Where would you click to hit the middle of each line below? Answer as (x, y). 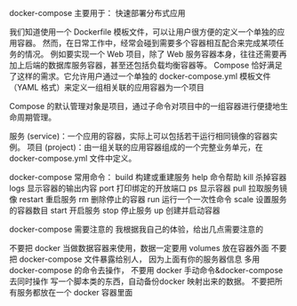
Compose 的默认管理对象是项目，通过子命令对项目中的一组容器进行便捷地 (145, 106)
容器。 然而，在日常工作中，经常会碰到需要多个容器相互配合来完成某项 (146, 43)
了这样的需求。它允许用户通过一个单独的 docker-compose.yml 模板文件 (140, 76)
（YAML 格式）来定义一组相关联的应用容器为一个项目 (107, 87)
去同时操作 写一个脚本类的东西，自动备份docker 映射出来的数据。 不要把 (142, 281)
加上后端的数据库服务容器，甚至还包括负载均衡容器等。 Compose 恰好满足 (146, 65)
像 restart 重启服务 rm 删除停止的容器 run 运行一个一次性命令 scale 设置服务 (148, 199)
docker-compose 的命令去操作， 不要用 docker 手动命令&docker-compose (146, 270)
